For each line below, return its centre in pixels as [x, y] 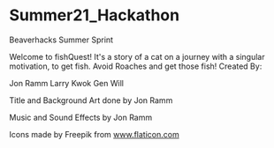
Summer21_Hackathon [94, 15]
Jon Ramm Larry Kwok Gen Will [66, 83]
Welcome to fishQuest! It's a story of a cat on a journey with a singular [137, 56]
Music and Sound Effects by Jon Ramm [81, 117]
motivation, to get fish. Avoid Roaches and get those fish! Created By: [136, 66]
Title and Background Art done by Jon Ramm [91, 100]
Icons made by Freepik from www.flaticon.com [94, 134]
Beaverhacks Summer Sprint [61, 40]
